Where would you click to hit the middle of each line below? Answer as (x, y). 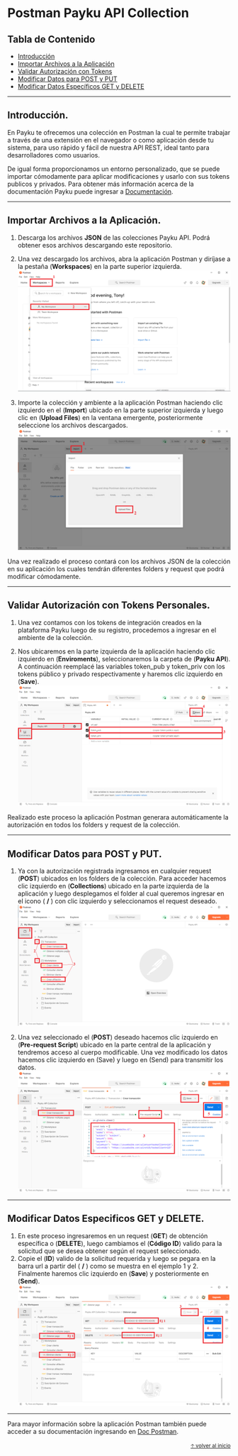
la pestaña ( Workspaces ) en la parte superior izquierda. (100, 266)
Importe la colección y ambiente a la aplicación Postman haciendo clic (120, 403)
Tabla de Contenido (51, 39)
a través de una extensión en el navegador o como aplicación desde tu (110, 140)
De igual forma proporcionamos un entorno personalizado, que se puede (114, 169)
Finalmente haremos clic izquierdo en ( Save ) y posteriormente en (113, 1273)
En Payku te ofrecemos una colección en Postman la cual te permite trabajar (119, 132)
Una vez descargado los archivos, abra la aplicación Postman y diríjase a (124, 259)
